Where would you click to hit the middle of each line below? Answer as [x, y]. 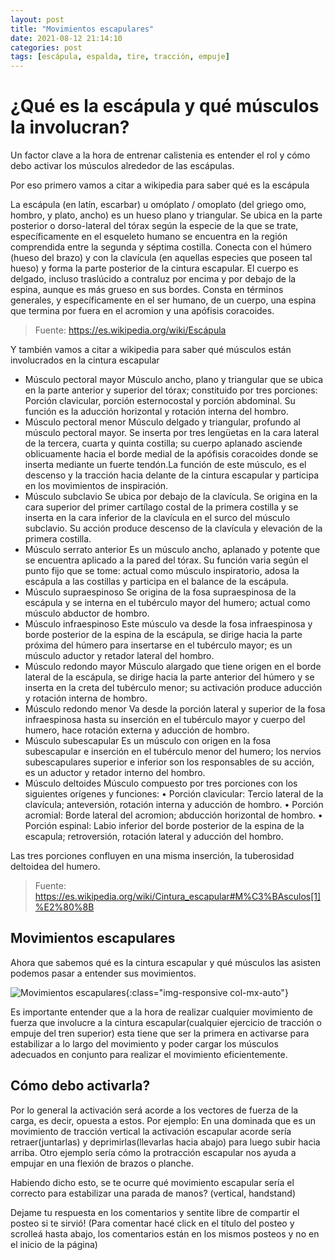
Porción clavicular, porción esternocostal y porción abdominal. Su [160, 401]
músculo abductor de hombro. [87, 613]
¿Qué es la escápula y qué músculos [165, 106]
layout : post [37, 19]
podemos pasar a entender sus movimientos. [103, 973]
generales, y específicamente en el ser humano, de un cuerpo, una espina [163, 300]
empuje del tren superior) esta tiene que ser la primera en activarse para [160, 1033]
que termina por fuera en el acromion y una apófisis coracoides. [142, 311]
